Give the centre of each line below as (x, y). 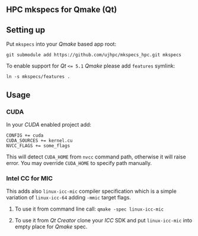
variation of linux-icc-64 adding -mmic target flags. (69, 198)
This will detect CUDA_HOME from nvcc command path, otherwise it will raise (96, 157)
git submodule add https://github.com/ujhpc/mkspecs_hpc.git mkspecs (94, 55)
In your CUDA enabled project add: (49, 124)
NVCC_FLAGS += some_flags (38, 146)
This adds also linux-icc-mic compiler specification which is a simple (91, 191)
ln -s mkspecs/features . (38, 77)
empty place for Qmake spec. (51, 227)
